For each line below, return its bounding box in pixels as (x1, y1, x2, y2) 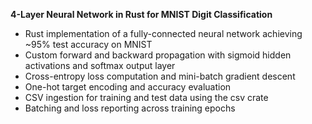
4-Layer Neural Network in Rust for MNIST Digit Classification (10, 9, 273, 20)
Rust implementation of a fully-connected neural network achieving (24, 28, 303, 39)
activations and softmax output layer (24, 60, 176, 71)
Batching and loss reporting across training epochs (24, 102, 236, 114)
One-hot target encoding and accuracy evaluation (24, 81, 232, 93)
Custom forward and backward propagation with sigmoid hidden (24, 49, 292, 61)
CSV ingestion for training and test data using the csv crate (24, 92, 269, 103)
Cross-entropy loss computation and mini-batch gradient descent (24, 70, 296, 82)
